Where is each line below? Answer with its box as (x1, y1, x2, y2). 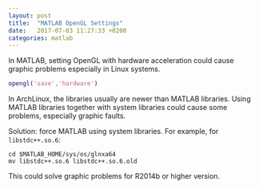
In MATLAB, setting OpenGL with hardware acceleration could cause (8, 56, 234, 65)
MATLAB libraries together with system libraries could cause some (8, 103, 228, 112)
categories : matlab (8, 33, 74, 42)
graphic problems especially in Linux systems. (8, 65, 161, 74)
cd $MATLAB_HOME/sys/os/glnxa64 (8, 151, 116, 159)
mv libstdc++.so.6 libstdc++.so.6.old (8, 157, 137, 166)
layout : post (8, 11, 52, 20)
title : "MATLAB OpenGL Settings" (8, 19, 124, 27)
